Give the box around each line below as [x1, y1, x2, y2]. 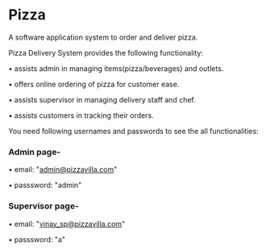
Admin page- [8, 146, 61, 157]
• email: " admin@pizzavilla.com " [8, 165, 118, 174]
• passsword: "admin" [8, 180, 82, 190]
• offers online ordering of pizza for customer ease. [8, 79, 180, 89]
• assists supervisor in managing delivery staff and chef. [8, 94, 196, 104]
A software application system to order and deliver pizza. [8, 32, 198, 42]
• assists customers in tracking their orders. [8, 111, 155, 120]
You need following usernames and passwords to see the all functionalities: [8, 126, 260, 136]
